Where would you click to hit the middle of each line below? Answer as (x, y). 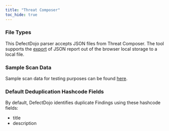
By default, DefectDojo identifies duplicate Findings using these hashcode (83, 103)
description (24, 123)
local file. (15, 54)
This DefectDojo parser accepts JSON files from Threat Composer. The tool (85, 43)
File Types (18, 32)
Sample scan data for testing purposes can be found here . (66, 79)
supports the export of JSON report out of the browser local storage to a (81, 49)
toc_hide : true (21, 15)
